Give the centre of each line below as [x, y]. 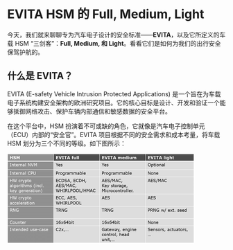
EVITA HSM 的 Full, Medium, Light [106, 14]
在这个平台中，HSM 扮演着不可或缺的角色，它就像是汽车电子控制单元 [106, 126]
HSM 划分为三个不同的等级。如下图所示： [67, 143]
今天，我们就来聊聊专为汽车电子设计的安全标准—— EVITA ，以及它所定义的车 [116, 35]
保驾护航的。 [25, 52]
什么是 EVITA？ [40, 76]
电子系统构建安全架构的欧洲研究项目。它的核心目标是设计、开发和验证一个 [113, 102]
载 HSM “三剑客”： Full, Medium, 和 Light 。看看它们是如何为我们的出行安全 [114, 43]
